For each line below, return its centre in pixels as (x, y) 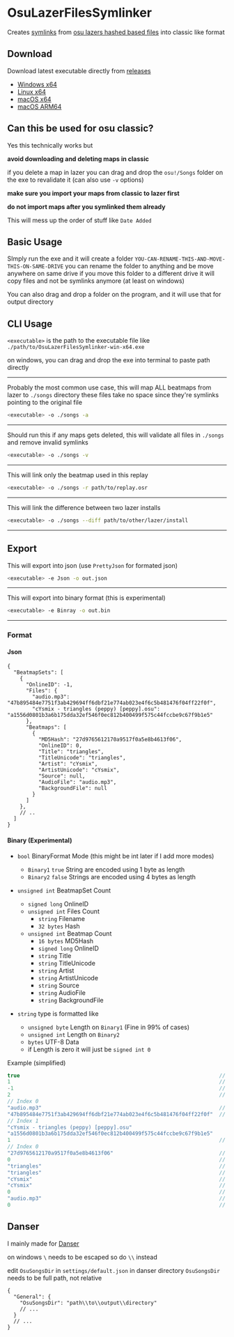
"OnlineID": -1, (49, 685)
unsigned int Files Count (63, 911)
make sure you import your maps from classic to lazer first (93, 193)
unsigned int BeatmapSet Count (64, 890)
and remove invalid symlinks (48, 442)
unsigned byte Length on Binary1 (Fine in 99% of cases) (109, 1027)
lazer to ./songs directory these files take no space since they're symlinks (113, 395)
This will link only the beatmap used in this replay (78, 474)
